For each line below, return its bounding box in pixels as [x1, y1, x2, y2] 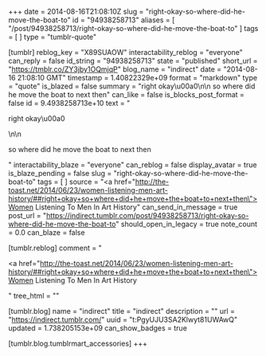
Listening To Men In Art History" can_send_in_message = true [35, 202, 238, 212]
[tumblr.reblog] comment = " [8, 243, 102, 252]
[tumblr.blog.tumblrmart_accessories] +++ [8, 338, 148, 348]
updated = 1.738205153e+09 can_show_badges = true [8, 323, 187, 333]
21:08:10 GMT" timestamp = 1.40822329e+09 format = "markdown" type [17, 73, 257, 82]
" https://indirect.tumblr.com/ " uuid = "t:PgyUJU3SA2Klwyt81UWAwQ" [8, 315, 238, 324]
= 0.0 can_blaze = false [8, 228, 85, 237]
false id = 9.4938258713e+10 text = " [8, 99, 131, 108]
